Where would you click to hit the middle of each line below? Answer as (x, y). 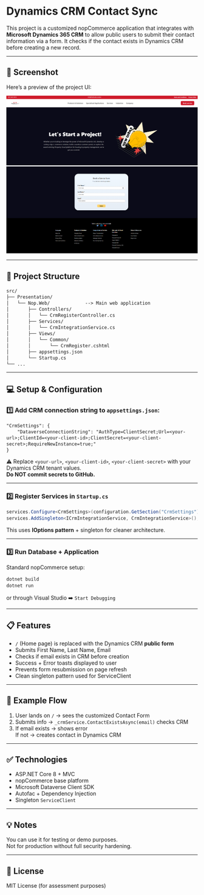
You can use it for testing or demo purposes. (62, 840)
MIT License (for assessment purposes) (56, 886)
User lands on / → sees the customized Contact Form (82, 715)
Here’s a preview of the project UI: (49, 87)
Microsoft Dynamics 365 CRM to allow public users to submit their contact (100, 34)
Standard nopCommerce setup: (46, 567)
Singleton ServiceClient (45, 800)
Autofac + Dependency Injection (56, 794)
